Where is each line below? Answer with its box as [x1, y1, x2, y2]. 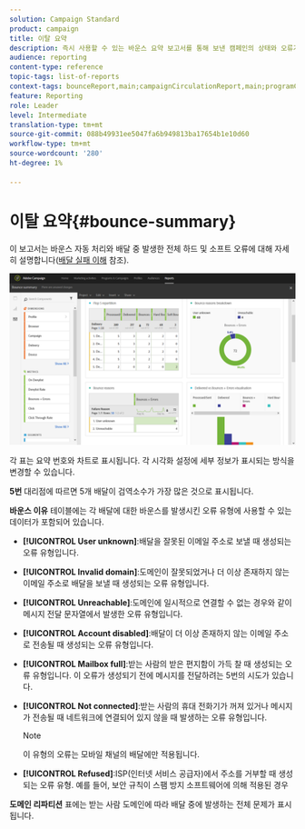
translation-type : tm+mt [9, 120, 103, 129]
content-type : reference [9, 63, 103, 72]
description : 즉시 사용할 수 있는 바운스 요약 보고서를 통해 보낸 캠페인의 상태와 [9, 44, 277, 53]
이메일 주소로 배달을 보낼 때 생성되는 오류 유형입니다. [22, 577, 210, 588]
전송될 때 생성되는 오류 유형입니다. [32, 639, 154, 650]
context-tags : [9, 82, 64, 91]
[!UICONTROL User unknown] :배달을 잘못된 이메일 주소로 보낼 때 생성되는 [22, 535, 292, 546]
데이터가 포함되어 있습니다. [9, 516, 104, 527]
